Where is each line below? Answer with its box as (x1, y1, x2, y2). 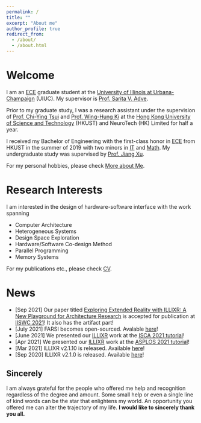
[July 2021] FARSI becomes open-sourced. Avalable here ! (14, 325, 158, 332)
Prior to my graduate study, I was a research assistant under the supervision (6, 106, 196, 113)
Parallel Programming (14, 247, 69, 254)
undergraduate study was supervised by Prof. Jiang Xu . (6, 150, 144, 157)
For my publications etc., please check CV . (6, 265, 113, 272)
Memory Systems (14, 253, 59, 260)
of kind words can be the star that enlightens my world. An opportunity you (6, 397, 193, 404)
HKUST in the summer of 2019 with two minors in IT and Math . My (6, 144, 170, 151)
